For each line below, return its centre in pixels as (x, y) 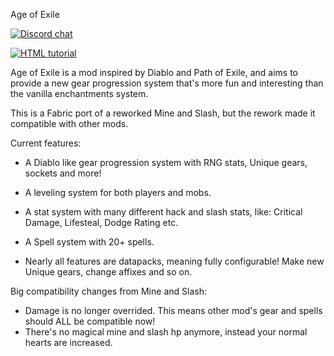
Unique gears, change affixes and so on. (108, 272)
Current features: (46, 143)
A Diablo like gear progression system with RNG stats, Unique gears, (166, 162)
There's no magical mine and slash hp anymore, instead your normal (166, 332)
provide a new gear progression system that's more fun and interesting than (167, 83)
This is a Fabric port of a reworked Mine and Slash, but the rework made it (163, 113)
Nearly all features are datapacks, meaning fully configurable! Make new (174, 261)
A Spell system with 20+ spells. (89, 242)
